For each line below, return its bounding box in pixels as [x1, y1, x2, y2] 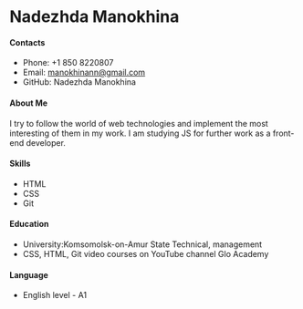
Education [9, 219, 49, 230]
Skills [9, 158, 31, 170]
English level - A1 [22, 290, 88, 301]
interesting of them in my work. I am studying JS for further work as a [9, 128, 271, 139]
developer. [26, 137, 67, 148]
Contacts [9, 36, 46, 47]
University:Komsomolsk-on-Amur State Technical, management [22, 239, 263, 250]
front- [272, 128, 295, 139]
